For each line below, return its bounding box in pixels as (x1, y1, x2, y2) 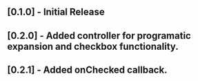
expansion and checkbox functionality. (7, 40, 179, 52)
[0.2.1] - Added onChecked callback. (7, 64, 168, 76)
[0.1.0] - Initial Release (7, 6, 105, 18)
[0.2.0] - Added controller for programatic (7, 30, 191, 42)
